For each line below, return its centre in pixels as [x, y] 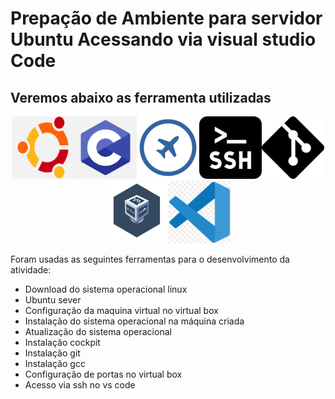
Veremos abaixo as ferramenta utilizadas [141, 97]
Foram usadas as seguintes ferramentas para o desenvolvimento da [150, 259]
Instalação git [52, 353]
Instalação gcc [55, 363]
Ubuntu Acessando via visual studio [163, 39]
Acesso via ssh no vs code [80, 385]
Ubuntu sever [53, 300]
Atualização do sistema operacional [98, 331]
